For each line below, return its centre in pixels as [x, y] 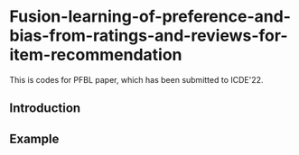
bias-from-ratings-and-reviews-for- [149, 36]
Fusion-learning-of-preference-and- [150, 17]
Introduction [45, 109]
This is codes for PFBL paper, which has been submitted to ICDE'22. [136, 79]
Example [34, 138]
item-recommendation [96, 55]
